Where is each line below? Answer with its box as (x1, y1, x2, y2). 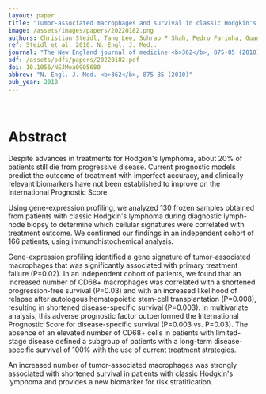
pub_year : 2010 (8, 78, 59, 86)
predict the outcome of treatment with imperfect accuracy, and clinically (8, 171, 244, 180)
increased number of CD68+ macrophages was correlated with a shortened (8, 277, 256, 287)
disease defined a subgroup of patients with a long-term (28, 337, 212, 346)
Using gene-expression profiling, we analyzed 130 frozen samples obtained (8, 203, 255, 213)
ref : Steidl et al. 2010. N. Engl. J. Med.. (8, 41, 158, 49)
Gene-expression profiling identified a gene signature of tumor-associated (8, 252, 251, 262)
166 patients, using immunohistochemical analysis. (8, 237, 174, 246)
